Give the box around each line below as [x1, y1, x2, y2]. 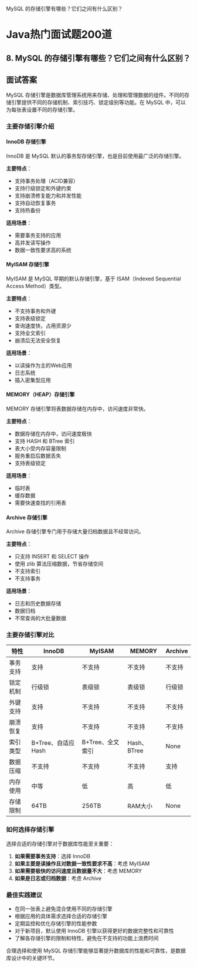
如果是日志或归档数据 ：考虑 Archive [14, 875, 101, 882]
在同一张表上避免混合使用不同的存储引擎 [14, 905, 113, 912]
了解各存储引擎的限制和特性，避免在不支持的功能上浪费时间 [14, 935, 159, 942]
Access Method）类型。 [6, 282, 65, 289]
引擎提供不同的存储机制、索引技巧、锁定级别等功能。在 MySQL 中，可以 [11, 99, 186, 106]
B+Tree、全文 [81, 738, 120, 747]
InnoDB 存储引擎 [6, 138, 46, 145]
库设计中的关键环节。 [6, 955, 57, 962]
